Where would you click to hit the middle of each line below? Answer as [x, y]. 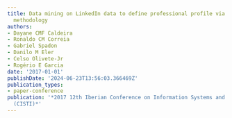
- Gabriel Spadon [32, 46]
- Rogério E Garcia [35, 65]
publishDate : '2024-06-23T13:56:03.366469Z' [73, 78]
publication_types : [35, 85]
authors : [20, 26]
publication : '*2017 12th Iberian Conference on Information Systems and [116, 98]
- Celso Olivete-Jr [35, 59]
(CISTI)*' [27, 104]
